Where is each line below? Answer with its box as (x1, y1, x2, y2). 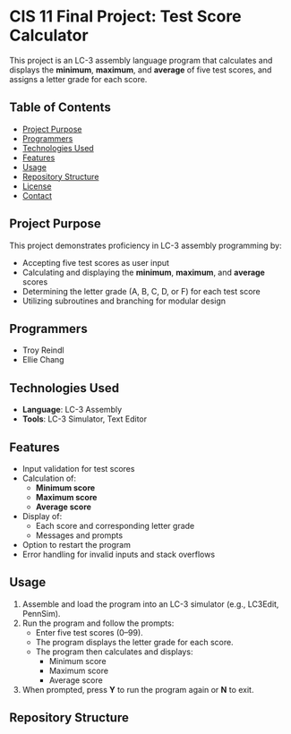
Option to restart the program (21, 540, 132, 550)
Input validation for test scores (21, 464, 135, 474)
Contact (21, 190, 52, 201)
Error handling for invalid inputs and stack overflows (21, 549, 216, 559)
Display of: (21, 511, 63, 521)
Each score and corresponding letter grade (35, 521, 195, 531)
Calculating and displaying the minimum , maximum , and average (21, 267, 266, 277)
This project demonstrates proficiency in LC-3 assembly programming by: (9, 240, 282, 251)
